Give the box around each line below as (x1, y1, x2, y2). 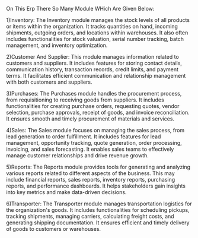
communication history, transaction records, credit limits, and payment (6, 66, 179, 73)
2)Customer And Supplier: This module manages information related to (6, 53, 179, 60)
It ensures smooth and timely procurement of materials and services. (6, 115, 175, 122)
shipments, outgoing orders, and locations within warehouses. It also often (6, 29, 189, 36)
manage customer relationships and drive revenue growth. (6, 152, 149, 159)
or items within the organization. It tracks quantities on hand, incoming (6, 23, 178, 30)
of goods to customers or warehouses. (6, 226, 101, 232)
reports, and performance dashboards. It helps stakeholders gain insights (6, 182, 186, 189)
